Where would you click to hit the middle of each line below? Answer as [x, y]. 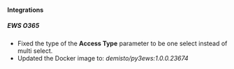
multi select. [35, 51]
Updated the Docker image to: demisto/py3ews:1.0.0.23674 [103, 58]
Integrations [25, 10]
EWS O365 [23, 26]
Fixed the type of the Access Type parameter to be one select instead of [122, 43]
